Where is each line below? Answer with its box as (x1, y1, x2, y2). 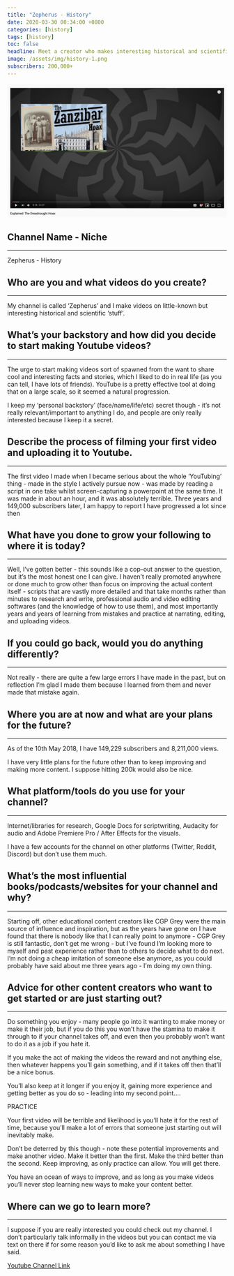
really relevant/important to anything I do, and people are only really (7, 408, 202, 417)
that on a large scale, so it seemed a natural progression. (7, 387, 171, 396)
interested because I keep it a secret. (7, 415, 114, 424)
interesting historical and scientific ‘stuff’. (7, 309, 125, 317)
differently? (7, 648, 59, 660)
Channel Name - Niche (7, 231, 108, 243)
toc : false (7, 40, 39, 48)
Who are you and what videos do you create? (7, 276, 207, 288)
